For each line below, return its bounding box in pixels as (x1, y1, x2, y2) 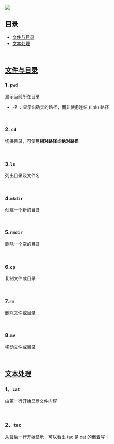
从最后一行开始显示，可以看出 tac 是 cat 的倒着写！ (5, 434, 110, 440)
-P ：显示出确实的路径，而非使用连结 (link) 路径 (12, 104, 110, 110)
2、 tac (5, 421, 21, 428)
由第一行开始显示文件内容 (5, 398, 57, 404)
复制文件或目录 (5, 275, 36, 281)
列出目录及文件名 (5, 172, 40, 179)
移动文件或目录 (5, 344, 36, 350)
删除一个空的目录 (5, 241, 40, 247)
